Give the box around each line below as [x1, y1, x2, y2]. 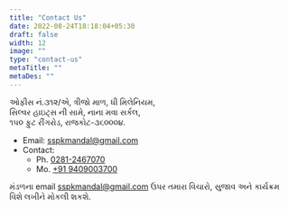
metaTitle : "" [9, 64, 63, 73]
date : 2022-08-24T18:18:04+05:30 [9, 22, 135, 31]
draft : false [9, 30, 59, 39]
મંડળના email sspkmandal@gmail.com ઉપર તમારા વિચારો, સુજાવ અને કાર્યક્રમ [9, 181, 280, 192]
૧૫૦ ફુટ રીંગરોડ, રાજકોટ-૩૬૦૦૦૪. [9, 116, 126, 127]
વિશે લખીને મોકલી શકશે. [9, 191, 92, 202]
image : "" [9, 47, 47, 56]
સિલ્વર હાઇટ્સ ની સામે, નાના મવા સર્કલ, [9, 106, 141, 117]
